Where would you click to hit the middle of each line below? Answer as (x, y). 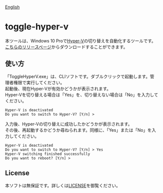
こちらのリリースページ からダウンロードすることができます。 (66, 47)
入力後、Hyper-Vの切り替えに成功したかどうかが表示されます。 (69, 124)
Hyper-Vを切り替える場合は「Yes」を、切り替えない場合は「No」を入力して (82, 95)
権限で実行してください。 (39, 82)
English (12, 7)
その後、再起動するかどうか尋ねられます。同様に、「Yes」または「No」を (79, 130)
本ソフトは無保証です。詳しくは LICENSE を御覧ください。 (63, 185)
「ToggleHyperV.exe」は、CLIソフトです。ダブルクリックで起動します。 (78, 76)
